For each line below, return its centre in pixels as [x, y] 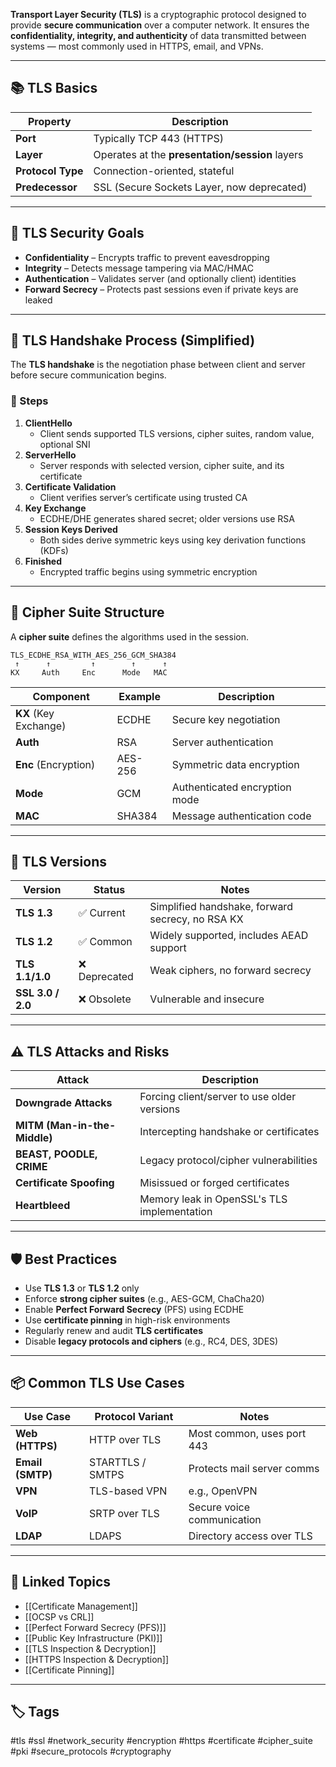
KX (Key [35, 713]
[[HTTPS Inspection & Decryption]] [97, 1659]
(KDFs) [54, 550]
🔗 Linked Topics [61, 1582]
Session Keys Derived [71, 529]
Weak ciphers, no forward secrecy [230, 971]
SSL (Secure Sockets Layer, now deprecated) [200, 187]
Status [109, 890]
